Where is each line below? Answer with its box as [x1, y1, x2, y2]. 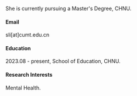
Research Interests [5, 71, 53, 78]
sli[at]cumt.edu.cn [5, 32, 50, 39]
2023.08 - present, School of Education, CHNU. [5, 58, 121, 65]
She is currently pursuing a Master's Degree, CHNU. [5, 5, 132, 12]
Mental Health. [5, 84, 41, 91]
